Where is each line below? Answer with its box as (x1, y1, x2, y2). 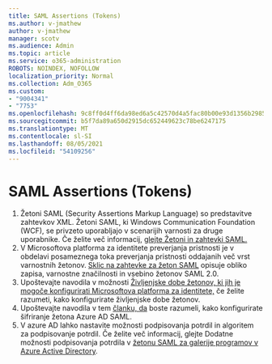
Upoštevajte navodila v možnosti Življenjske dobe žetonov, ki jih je (19, 277, 241, 287)
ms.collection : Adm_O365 (8, 79, 92, 87)
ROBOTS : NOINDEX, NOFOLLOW (8, 65, 100, 73)
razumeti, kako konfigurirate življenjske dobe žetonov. (19, 294, 201, 304)
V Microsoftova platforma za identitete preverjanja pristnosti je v (19, 243, 235, 253)
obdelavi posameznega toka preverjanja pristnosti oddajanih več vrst (19, 252, 251, 261)
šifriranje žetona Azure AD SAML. (19, 312, 132, 322)
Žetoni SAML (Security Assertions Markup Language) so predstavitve (19, 209, 253, 218)
